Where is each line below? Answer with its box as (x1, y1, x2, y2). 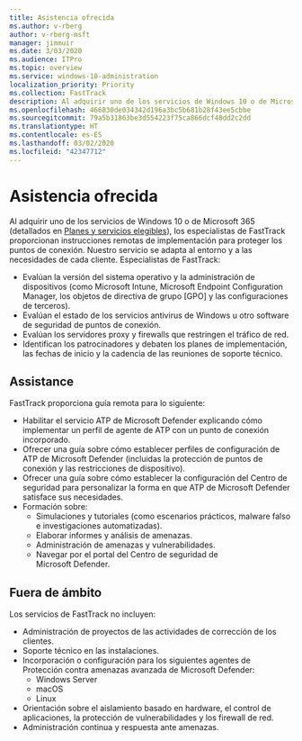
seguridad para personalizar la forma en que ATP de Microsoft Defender (22, 483, 290, 493)
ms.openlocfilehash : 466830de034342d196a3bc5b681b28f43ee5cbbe (9, 105, 252, 114)
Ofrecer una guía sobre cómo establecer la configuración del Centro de (22, 473, 288, 483)
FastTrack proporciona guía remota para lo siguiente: (9, 398, 205, 409)
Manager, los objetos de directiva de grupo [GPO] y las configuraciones (22, 290, 289, 302)
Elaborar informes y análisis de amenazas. (35, 530, 193, 541)
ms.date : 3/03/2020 (9, 47, 83, 56)
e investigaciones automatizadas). (35, 520, 163, 531)
